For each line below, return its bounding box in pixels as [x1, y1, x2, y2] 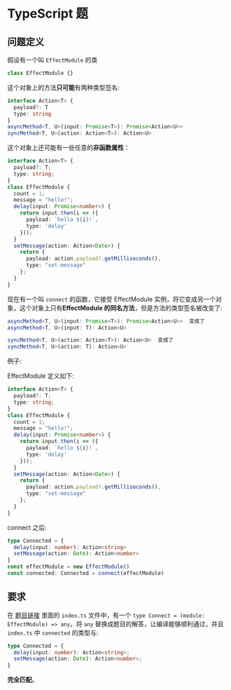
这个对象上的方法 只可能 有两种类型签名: [7, 83, 120, 91]
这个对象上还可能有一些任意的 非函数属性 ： [7, 144, 130, 152]
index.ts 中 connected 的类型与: [7, 628, 99, 637]
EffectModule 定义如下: [7, 372, 74, 380]
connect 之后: [7, 523, 47, 532]
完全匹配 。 [7, 675, 38, 684]
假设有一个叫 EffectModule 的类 [7, 56, 98, 64]
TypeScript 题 [7, 6, 89, 22]
